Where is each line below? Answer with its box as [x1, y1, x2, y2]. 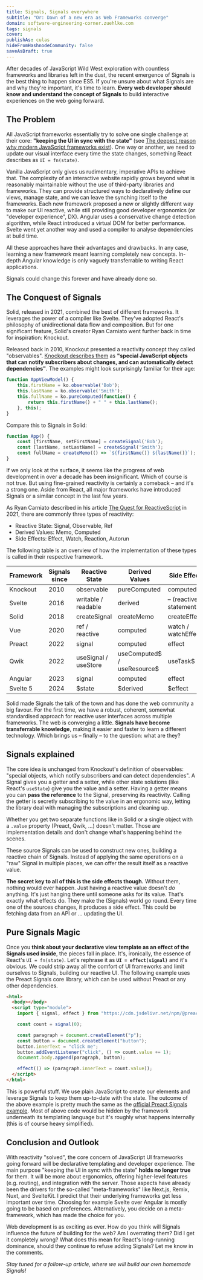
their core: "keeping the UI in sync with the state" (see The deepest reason [6, 137, 196, 144]
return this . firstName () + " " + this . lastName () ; [28, 399, 158, 405]
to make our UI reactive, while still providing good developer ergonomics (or [6, 206, 195, 213]
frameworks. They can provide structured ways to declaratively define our [6, 187, 192, 194]
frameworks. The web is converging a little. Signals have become [6, 719, 170, 726]
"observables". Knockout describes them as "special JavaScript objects [6, 352, 188, 360]
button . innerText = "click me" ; [17, 1044, 98, 1050]
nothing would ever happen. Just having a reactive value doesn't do [6, 884, 175, 891]
